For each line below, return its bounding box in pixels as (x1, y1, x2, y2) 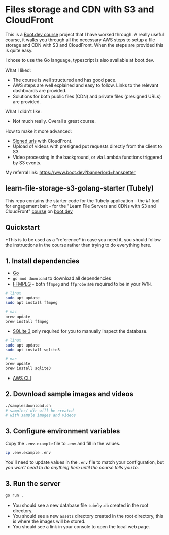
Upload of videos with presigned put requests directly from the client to (12, 143, 162, 149)
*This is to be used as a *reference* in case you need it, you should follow (5, 236, 161, 242)
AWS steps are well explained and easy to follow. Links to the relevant (12, 82, 159, 88)
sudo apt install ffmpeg (5, 300, 58, 305)
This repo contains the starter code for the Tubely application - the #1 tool (5, 197, 160, 204)
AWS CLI (12, 375, 31, 381)
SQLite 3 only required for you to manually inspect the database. (12, 328, 148, 334)
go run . (5, 493, 24, 498)
